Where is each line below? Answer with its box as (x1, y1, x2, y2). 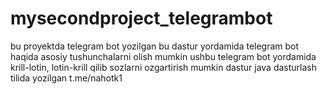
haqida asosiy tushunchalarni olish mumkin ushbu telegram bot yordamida (10, 50, 317, 62)
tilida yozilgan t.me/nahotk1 (10, 72, 123, 84)
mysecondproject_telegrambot (10, 7, 273, 30)
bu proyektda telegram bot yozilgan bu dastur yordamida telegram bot (10, 40, 300, 52)
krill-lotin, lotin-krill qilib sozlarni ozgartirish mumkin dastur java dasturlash (10, 61, 318, 73)
